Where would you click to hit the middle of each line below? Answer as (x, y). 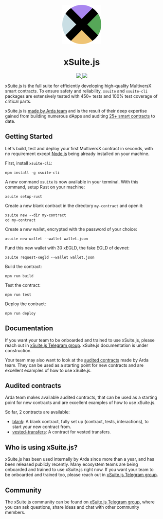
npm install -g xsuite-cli (32, 173)
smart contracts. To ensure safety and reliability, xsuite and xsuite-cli (76, 91)
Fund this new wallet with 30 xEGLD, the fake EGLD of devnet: (67, 248)
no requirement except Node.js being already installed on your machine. (77, 154)
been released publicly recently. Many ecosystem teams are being (72, 464)
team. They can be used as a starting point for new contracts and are (74, 365)
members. (15, 512)
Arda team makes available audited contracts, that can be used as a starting (81, 397)
